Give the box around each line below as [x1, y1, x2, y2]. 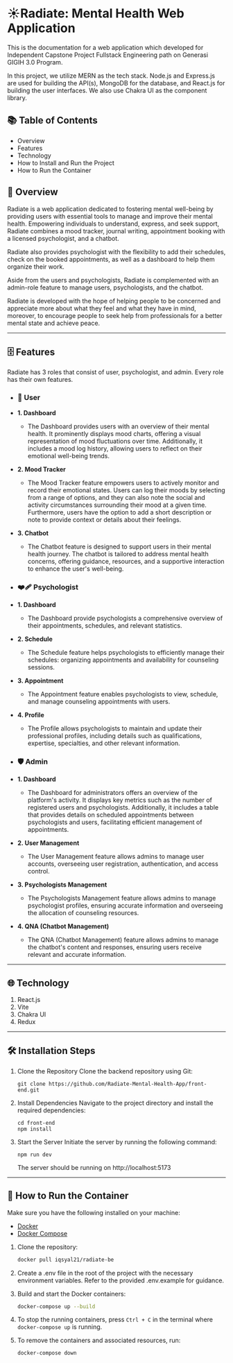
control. [27, 867, 50, 876]
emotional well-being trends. [27, 451, 110, 460]
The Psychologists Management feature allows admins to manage [27, 894, 216, 903]
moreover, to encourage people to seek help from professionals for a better [7, 311, 223, 319]
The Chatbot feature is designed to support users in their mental [27, 542, 212, 551]
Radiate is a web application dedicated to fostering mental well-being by [7, 204, 214, 213]
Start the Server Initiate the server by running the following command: [17, 1137, 217, 1146]
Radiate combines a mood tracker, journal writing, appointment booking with [7, 226, 225, 235]
